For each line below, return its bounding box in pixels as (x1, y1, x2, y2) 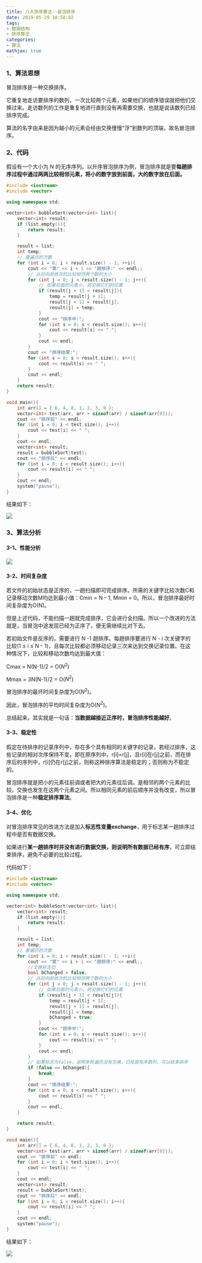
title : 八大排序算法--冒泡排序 (6, 8, 76, 15)
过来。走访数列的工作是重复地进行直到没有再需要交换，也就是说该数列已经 (11, 104, 196, 111)
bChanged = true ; (49, 1015, 93, 1021)
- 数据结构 (6, 25, 30, 32)
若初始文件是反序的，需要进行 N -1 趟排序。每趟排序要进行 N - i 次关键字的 (6, 635, 191, 642)
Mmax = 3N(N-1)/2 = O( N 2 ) (6, 674, 74, 683)
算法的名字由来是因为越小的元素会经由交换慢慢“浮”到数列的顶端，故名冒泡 (6, 124, 191, 132)
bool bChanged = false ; (28, 970, 87, 976)
